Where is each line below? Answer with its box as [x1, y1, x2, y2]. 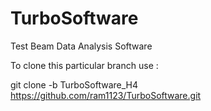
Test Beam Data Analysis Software [10, 40, 153, 52]
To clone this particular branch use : [10, 59, 159, 71]
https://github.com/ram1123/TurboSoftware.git [10, 89, 202, 101]
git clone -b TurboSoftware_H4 [10, 78, 139, 91]
